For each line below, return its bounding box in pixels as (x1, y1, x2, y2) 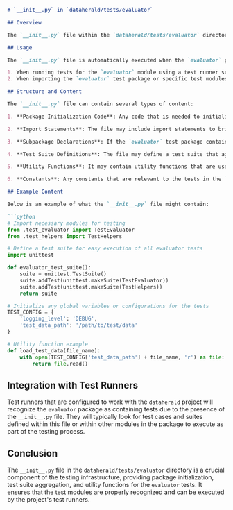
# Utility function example (7, 341, 89, 348)
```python (7, 213, 36, 220)
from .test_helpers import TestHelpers (7, 232, 123, 239)
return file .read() (32, 360, 89, 367)
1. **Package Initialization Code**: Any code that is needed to (7, 113, 200, 120)
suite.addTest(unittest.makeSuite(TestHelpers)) (19, 283, 163, 291)
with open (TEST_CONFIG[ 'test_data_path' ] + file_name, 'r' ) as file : (19, 354, 225, 361)
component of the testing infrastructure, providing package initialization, (7, 473, 214, 482)
